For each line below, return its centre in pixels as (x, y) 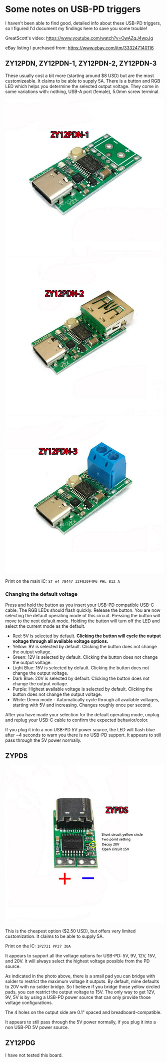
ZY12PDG (20, 1043)
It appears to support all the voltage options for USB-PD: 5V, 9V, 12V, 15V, (81, 955)
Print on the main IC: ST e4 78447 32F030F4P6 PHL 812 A (62, 581)
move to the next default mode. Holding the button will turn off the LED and (82, 621)
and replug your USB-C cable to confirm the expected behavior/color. (77, 720)
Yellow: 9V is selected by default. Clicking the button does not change (85, 647)
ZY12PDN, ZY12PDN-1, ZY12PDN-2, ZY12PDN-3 (81, 64)
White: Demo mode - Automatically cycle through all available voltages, (86, 700)
